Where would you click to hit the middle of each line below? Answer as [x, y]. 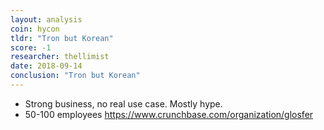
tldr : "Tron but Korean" [62, 38]
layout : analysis [46, 19]
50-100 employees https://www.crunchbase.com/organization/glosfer [169, 114]
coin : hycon [35, 29]
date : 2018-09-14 [46, 66]
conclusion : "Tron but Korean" [75, 76]
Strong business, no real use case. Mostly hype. [123, 103]
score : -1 [31, 47]
